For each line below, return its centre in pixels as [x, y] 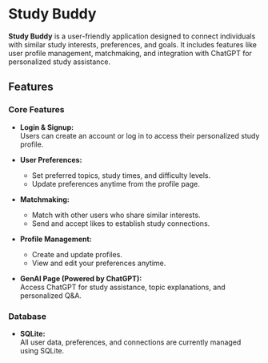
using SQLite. [42, 350]
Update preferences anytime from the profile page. [116, 184]
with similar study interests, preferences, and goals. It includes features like [133, 44]
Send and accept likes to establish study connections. [121, 223]
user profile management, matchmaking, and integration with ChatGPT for [130, 53]
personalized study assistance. [59, 62]
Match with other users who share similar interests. [116, 215]
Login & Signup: [47, 127]
